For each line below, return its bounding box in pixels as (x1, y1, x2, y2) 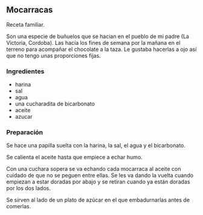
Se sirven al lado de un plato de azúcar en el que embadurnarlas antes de (6, 196, 190, 203)
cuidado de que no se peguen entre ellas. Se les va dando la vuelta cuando (6, 172, 194, 179)
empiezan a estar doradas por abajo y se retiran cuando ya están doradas (6, 178, 190, 185)
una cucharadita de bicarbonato (14, 100, 95, 108)
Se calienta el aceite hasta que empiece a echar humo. (6, 154, 143, 161)
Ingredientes (6, 67, 45, 75)
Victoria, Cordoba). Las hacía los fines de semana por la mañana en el (6, 39, 181, 46)
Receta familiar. (6, 21, 45, 28)
